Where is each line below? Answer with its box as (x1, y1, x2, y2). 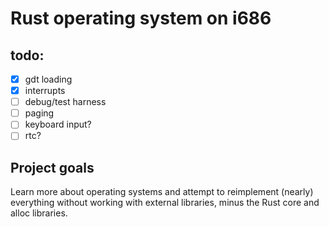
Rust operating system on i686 (10, 7, 272, 30)
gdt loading (24, 73, 73, 85)
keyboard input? (24, 118, 92, 131)
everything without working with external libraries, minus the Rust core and (10, 197, 320, 209)
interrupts (24, 85, 66, 97)
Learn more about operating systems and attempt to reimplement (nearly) (10, 186, 314, 198)
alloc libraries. (10, 207, 68, 219)
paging (24, 107, 55, 119)
